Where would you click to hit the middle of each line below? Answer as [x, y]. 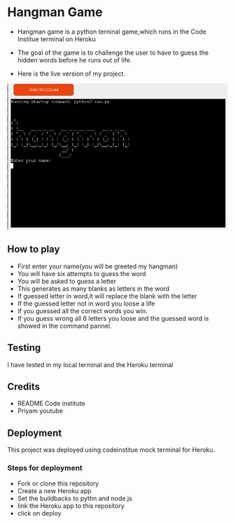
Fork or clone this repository [58, 483]
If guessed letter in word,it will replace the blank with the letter [107, 296]
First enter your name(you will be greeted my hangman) [98, 266]
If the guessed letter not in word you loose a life [86, 303]
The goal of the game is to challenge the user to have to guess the [113, 53]
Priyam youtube [40, 411]
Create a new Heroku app [55, 490]
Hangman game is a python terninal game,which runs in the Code [112, 32]
